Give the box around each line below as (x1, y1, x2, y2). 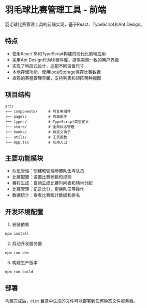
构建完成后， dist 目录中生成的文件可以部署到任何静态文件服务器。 (5, 298, 138, 304)
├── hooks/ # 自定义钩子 (5, 130, 71, 134)
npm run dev (5, 250, 29, 255)
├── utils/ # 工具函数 (5, 134, 68, 140)
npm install (5, 231, 29, 236)
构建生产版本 (12, 259, 38, 265)
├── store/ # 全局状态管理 (5, 124, 74, 129)
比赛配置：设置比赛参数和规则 (12, 174, 72, 180)
